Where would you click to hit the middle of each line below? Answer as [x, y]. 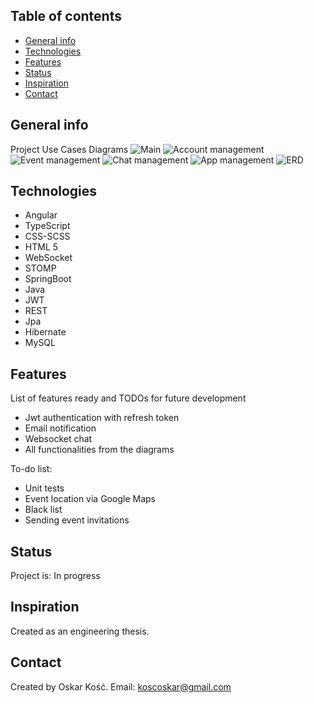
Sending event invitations [77, 520]
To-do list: [31, 469]
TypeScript [47, 226]
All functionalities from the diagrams [99, 450]
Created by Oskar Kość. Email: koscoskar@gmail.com [121, 686]
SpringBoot [48, 279]
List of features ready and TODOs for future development [128, 398]
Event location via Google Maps [90, 499]
